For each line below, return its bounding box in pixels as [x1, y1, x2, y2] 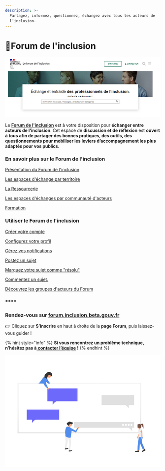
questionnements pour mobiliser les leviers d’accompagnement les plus [5, 138, 156, 144]
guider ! [16, 330, 32, 336]
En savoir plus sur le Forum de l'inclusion [5, 156, 105, 162]
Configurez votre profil [5, 238, 51, 244]
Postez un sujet [5, 257, 37, 263]
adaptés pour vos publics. [5, 143, 60, 149]
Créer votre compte [5, 229, 45, 235]
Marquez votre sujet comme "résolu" [5, 267, 80, 273]
